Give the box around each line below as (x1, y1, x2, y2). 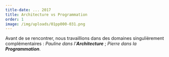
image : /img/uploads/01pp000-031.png (5, 21, 86, 27)
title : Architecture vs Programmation (5, 12, 88, 17)
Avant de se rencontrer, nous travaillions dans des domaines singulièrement (5, 35, 164, 41)
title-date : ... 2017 (5, 7, 51, 13)
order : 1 (5, 17, 24, 22)
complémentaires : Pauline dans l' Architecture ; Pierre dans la (5, 41, 137, 47)
